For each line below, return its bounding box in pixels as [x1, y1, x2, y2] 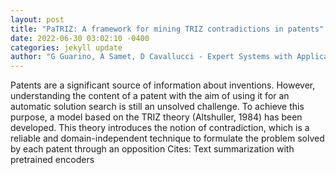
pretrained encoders [10, 154, 95, 166]
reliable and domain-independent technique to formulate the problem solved [10, 132, 325, 145]
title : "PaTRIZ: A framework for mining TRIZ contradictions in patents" [10, 24, 325, 34]
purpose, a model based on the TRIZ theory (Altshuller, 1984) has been [10, 111, 303, 123]
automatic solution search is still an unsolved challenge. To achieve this [10, 101, 305, 113]
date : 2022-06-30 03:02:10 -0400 [10, 33, 150, 43]
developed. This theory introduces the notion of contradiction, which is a [10, 122, 310, 134]
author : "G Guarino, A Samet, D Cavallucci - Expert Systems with [10, 52, 293, 62]
